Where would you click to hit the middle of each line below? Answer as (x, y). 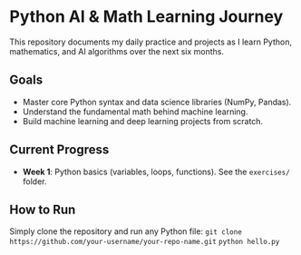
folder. (34, 181)
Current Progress (59, 150)
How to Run (43, 209)
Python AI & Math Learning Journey (146, 17)
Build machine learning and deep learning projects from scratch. (143, 121)
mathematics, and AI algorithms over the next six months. (117, 51)
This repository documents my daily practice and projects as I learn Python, (151, 42)
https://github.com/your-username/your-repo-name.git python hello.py (145, 242)
